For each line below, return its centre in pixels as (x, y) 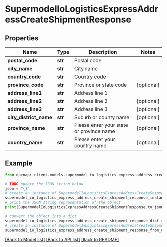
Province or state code (100, 85)
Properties (22, 38)
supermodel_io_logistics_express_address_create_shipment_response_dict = (84, 221)
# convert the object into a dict (41, 216)
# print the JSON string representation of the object (63, 203)
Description (103, 52)
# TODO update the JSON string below (44, 184)
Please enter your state (101, 125)
